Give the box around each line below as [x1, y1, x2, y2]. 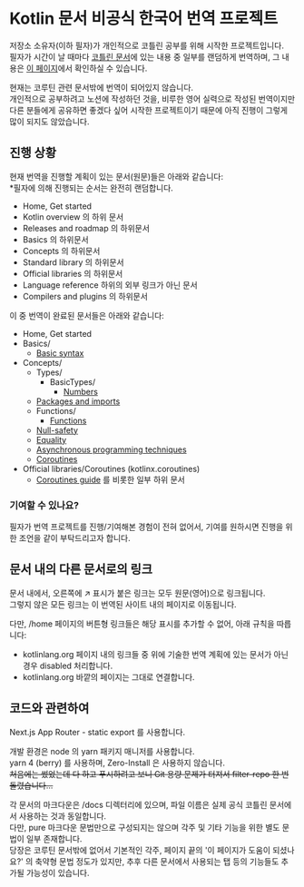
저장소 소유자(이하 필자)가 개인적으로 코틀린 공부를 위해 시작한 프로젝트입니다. [9, 40, 284, 51]
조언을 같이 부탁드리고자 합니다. [18, 533, 131, 544]
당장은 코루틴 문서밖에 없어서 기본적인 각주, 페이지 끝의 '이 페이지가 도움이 [9, 844, 270, 855]
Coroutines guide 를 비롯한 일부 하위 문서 [35, 474, 186, 485]
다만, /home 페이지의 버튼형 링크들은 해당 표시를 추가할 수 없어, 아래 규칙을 [9, 618, 275, 629]
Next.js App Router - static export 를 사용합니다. [9, 726, 186, 737]
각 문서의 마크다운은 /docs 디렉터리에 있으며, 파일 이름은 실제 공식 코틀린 [9, 799, 268, 810]
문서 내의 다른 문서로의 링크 [9, 562, 152, 577]
